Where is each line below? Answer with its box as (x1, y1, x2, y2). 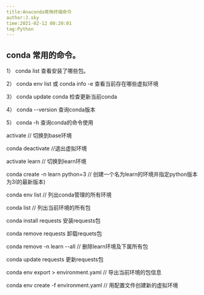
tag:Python (6, 26, 34, 32)
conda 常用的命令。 (6, 50, 81, 60)
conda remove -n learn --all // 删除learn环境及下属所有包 (6, 243, 149, 250)
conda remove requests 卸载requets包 (6, 230, 102, 237)
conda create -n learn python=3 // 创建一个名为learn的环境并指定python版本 (6, 171, 198, 178)
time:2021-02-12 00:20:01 (6, 20, 72, 26)
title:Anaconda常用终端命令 (6, 9, 72, 15)
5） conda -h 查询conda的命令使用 (6, 119, 94, 127)
